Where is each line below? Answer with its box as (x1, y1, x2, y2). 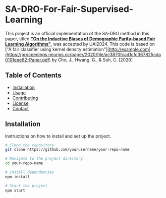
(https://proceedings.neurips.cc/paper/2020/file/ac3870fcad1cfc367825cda (5, 51, 161, 58)
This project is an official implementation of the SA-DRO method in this (5, 30, 150, 36)
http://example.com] (109, 46, 151, 52)
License (12, 100, 29, 106)
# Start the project (5, 183, 48, 188)
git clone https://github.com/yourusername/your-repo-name (5, 147, 130, 152)
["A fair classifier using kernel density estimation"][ (5, 46, 110, 52)
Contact (12, 105, 29, 111)
